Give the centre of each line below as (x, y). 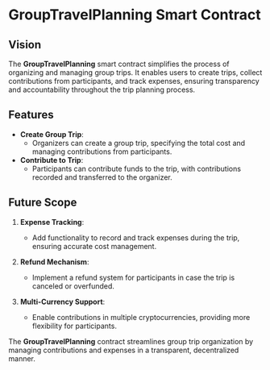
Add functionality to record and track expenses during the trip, (136, 237)
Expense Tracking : (52, 222)
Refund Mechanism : (54, 262)
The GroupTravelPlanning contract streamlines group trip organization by (131, 341)
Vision (25, 45)
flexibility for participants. (74, 326)
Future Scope (43, 203)
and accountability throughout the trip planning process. (102, 89)
